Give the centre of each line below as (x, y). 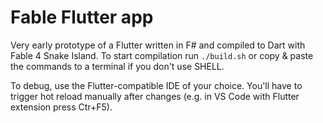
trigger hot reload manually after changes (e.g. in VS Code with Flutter (155, 96)
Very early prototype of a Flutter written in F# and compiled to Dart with (158, 45)
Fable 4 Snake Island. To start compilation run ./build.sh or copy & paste (162, 55)
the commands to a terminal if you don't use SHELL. (117, 66)
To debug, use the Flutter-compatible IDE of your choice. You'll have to (156, 85)
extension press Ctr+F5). (61, 107)
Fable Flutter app (82, 17)
